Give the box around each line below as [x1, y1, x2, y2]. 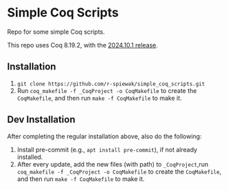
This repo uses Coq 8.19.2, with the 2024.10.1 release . [7, 41, 158, 49]
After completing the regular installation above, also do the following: [7, 132, 202, 140]
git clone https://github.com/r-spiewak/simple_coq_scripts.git [16, 81, 205, 87]
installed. [16, 153, 43, 161]
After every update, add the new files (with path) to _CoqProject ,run [16, 160, 209, 168]
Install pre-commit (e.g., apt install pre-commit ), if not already [16, 145, 198, 154]
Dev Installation [7, 114, 76, 125]
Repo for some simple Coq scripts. [7, 28, 105, 36]
